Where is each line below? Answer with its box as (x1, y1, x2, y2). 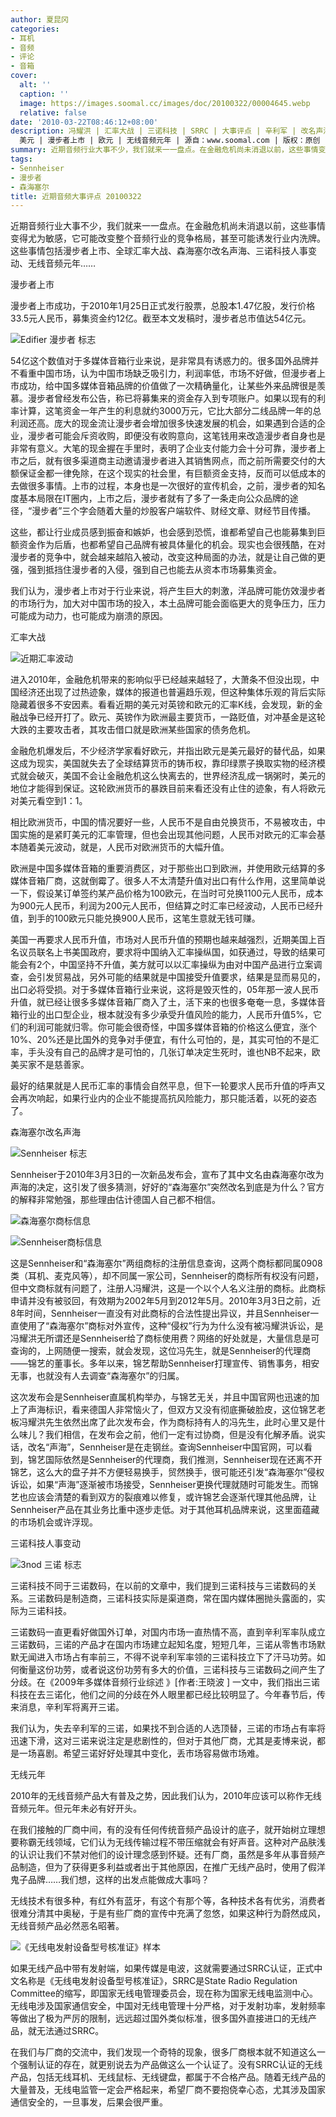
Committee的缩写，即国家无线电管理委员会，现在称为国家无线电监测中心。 (10, 1987, 318, 2000)
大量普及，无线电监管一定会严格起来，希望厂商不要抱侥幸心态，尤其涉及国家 (10, 2084, 326, 2096)
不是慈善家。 (36, 1059, 90, 1071)
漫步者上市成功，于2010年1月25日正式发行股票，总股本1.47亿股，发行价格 (10, 300, 316, 312)
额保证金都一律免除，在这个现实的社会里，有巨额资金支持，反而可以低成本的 (10, 467, 326, 480)
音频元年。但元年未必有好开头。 (10, 1802, 142, 1815)
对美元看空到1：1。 (10, 795, 88, 807)
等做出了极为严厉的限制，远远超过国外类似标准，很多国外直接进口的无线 (10, 2012, 308, 2025)
